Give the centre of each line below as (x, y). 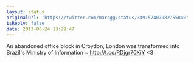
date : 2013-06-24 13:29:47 (40, 29)
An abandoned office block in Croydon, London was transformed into (93, 46)
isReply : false (26, 23)
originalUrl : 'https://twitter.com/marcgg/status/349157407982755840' (98, 18)
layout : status (26, 12)
